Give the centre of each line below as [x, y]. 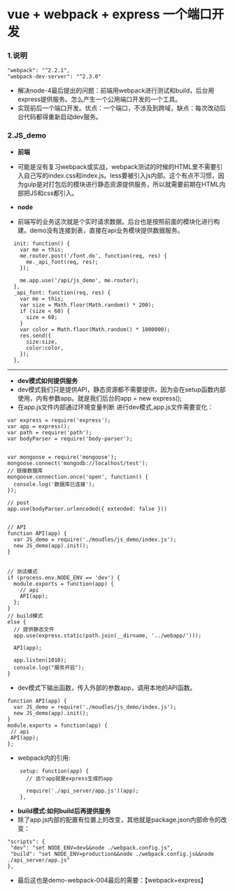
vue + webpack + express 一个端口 [109, 14]
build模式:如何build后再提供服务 [64, 810]
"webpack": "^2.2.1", [39, 71]
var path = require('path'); [50, 432]
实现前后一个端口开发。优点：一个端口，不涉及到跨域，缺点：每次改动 [119, 108]
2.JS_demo [27, 135]
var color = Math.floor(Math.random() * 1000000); [95, 329]
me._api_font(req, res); [62, 262]
